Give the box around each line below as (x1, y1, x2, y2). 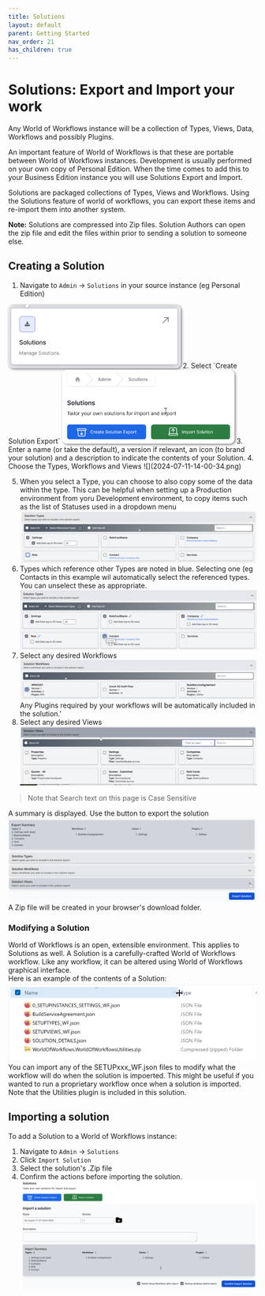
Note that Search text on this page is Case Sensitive (27, 794, 197, 803)
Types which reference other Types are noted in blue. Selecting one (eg (19, 564, 254, 573)
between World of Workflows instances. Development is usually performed (8, 156, 252, 166)
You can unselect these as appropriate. (19, 581, 147, 590)
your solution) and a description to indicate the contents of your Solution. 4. (8, 453, 254, 462)
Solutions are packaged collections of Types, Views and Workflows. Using (8, 188, 250, 197)
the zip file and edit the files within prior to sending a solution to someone (8, 229, 247, 238)
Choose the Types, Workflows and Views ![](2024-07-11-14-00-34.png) (8, 461, 242, 471)
